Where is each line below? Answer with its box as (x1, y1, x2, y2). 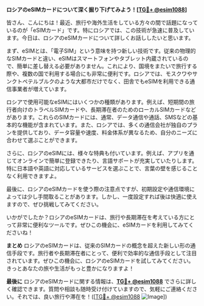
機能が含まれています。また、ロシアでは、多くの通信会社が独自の (22, 122, 188, 128)
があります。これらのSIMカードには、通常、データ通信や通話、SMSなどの (6, 114, 193, 121)
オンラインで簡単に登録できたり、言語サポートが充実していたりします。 (16, 157, 198, 164)
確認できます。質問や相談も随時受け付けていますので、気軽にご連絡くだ (11, 285, 192, 293)
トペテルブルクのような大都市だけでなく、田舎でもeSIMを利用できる (16, 78, 190, 85)
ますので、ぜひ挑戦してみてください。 (6, 201, 102, 208)
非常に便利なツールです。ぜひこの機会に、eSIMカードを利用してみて (16, 221, 189, 228)
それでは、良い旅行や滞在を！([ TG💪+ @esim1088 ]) (16, 293, 167, 300)
